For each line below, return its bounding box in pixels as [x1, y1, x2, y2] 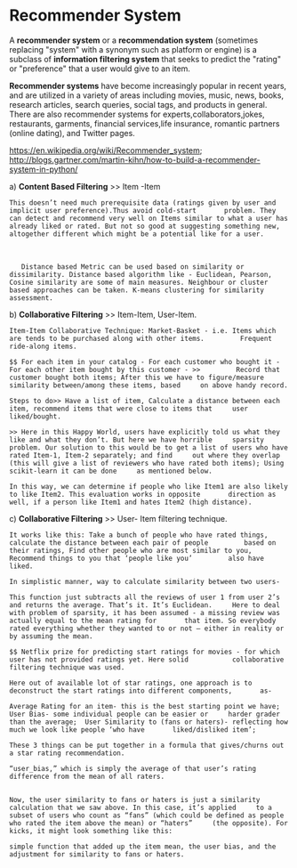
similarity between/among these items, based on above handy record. [9, 380, 289, 390]
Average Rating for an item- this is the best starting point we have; [9, 702, 280, 710]
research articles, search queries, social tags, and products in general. [9, 99, 268, 110]
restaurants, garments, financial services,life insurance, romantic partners [9, 118, 280, 129]
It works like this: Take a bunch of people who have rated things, [9, 531, 269, 539]
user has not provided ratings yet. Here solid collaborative [9, 655, 285, 664]
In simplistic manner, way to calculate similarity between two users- [9, 577, 280, 586]
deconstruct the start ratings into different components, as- [9, 686, 273, 695]
